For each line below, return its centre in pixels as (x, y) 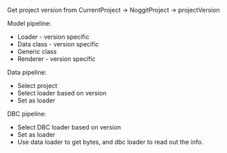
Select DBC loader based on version (69, 127)
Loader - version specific (53, 37)
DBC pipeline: (27, 114)
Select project (37, 85)
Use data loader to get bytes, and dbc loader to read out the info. (110, 142)
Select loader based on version (62, 93)
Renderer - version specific (56, 59)
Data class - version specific (58, 44)
